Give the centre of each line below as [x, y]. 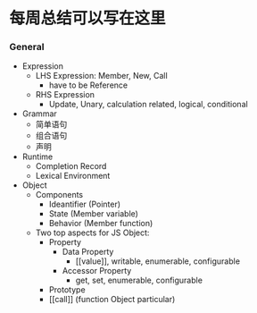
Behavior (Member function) [101, 224]
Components [59, 195]
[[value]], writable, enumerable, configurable [158, 261]
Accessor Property [97, 271]
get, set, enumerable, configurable [139, 280]
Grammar [40, 114]
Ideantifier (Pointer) [85, 204]
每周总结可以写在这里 [88, 18]
